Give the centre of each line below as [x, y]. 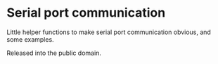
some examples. [30, 39]
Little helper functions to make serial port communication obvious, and [109, 32]
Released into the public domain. [54, 53]
